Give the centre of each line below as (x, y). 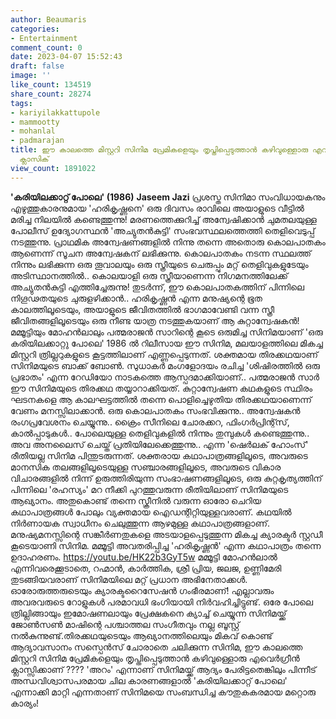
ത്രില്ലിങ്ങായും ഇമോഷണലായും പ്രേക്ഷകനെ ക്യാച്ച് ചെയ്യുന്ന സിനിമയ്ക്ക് (148, 613)
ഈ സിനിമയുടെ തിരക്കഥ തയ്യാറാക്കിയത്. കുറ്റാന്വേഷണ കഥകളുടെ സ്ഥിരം (161, 388)
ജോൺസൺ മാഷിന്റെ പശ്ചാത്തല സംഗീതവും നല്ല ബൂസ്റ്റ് (125, 624)
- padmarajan (37, 141)
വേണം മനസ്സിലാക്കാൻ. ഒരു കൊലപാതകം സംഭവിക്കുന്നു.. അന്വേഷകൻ (155, 410)
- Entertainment (44, 38)
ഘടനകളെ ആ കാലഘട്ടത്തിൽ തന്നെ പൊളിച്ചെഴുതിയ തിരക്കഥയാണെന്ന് (161, 399)
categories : (35, 29)
